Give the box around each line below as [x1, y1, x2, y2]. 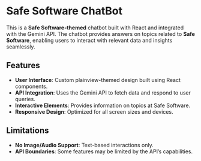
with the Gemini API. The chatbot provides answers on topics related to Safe [6, 30, 195, 37]
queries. [14, 95, 36, 102]
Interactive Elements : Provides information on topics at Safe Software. [14, 102, 191, 109]
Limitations [6, 126, 49, 136]
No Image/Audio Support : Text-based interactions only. [14, 141, 154, 148]
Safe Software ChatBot [6, 4, 123, 18]
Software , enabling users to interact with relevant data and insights [6, 37, 173, 44]
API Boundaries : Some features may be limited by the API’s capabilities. [14, 148, 193, 155]
